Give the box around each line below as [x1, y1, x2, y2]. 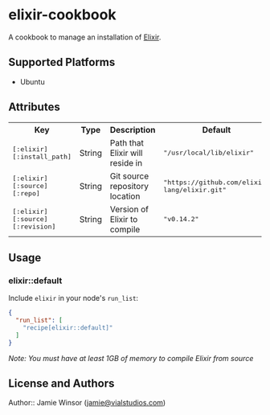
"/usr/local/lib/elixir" [163, 149, 255, 158]
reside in [109, 157, 143, 168]
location [109, 191, 141, 202]
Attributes [8, 101, 60, 114]
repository [109, 180, 149, 191]
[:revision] [12, 223, 56, 231]
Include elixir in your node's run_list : [8, 294, 139, 303]
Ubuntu [19, 76, 46, 86]
